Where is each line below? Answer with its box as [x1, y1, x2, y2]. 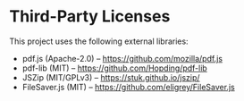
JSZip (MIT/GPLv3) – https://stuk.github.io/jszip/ [21, 72, 200, 82]
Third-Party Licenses [9, 6, 171, 27]
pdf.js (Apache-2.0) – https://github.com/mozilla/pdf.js [21, 53, 223, 63]
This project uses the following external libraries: [9, 36, 189, 46]
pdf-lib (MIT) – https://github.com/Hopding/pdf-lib [21, 63, 207, 73]
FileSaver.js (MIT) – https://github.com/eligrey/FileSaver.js [21, 81, 235, 92]
